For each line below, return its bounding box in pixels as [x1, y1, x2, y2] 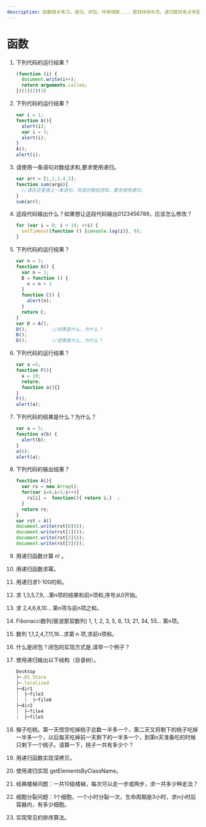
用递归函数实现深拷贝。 [15, 754, 75, 762]
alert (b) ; [21, 437, 46, 443]
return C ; [21, 309, 46, 315]
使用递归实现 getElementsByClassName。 [15, 767, 122, 774]
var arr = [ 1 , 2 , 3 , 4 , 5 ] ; [15, 176, 77, 182]
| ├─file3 [15, 691, 44, 697]
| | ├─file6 [15, 697, 52, 703]
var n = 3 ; [15, 258, 44, 264]
